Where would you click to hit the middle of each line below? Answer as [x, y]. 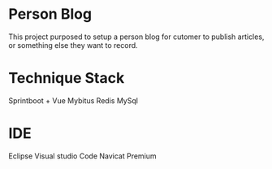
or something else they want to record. [73, 45]
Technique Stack [67, 78]
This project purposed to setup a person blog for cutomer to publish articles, [136, 37]
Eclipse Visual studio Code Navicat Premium [82, 156]
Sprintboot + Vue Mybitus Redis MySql [73, 100]
